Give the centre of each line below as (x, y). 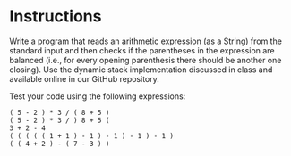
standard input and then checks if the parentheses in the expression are (142, 50)
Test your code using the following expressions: (98, 96)
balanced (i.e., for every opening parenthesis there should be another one (145, 60)
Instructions (56, 16)
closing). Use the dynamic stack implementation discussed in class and (141, 70)
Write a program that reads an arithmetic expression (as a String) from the (145, 41)
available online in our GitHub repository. (84, 78)
